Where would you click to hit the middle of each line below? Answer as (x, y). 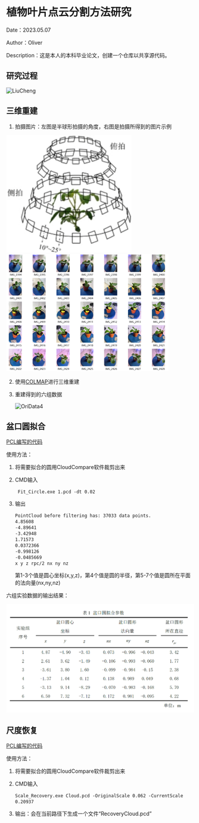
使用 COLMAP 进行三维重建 (47, 381)
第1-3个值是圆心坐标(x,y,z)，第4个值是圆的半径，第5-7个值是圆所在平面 (102, 575)
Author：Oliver (24, 42)
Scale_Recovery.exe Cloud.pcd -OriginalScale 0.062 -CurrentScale (99, 796)
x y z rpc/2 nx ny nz (41, 564)
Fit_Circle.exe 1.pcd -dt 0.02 (56, 492)
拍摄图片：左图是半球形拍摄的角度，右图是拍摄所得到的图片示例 (93, 127)
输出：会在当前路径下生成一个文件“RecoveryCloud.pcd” (83, 814)
